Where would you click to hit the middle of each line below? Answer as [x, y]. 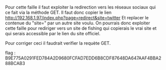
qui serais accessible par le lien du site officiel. [53, 34]
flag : [10, 53]
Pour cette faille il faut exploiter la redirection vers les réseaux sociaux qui [81, 7]
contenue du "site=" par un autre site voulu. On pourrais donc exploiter [78, 23]
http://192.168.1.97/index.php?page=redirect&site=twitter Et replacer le [77, 18]
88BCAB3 [15, 63]
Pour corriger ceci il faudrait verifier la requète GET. [58, 43]
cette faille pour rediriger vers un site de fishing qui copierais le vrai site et [81, 28]
